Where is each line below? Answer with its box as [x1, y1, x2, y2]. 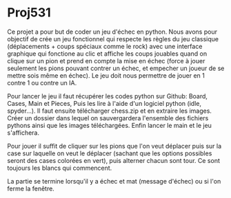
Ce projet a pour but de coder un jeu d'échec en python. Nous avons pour [7, 27, 217, 36]
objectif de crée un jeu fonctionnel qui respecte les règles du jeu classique [7, 34, 219, 43]
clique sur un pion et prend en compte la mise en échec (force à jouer [7, 56, 205, 65]
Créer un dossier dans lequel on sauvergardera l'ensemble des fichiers [7, 113, 209, 122]
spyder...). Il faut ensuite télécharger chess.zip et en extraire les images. [7, 107, 212, 115]
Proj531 [7, 5, 52, 21]
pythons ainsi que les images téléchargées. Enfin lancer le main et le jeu [7, 121, 212, 129]
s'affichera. [7, 129, 40, 137]
